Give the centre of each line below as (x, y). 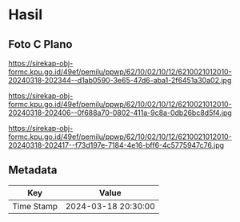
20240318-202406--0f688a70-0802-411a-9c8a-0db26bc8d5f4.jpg (120, 113)
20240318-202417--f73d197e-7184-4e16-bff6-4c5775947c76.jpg (116, 145)
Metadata (33, 170)
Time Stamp (35, 206)
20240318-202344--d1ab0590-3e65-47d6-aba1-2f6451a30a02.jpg (120, 80)
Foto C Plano (40, 44)
